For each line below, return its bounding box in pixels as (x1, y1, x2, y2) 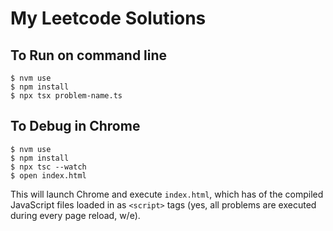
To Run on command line (10, 47, 168, 64)
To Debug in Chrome (10, 118, 141, 135)
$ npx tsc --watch (10, 162, 87, 172)
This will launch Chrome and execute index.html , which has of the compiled (10, 188, 324, 200)
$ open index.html (10, 170, 87, 181)
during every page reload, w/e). (10, 209, 141, 221)
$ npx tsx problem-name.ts (10, 91, 123, 101)
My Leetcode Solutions (10, 7, 207, 30)
